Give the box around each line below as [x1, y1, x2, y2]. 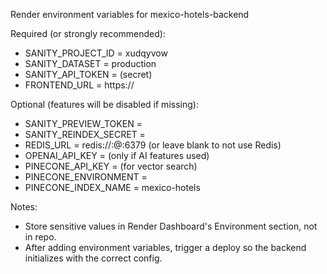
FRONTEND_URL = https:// [24, 79, 135, 91]
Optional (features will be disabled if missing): [10, 99, 199, 110]
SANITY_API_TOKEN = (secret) [24, 69, 153, 80]
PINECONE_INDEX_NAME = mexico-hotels [24, 182, 201, 193]
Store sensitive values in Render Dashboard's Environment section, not [24, 220, 318, 232]
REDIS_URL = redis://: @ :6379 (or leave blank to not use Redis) [24, 139, 282, 151]
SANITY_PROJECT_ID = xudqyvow [24, 47, 168, 59]
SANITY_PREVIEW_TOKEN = [24, 118, 143, 129]
